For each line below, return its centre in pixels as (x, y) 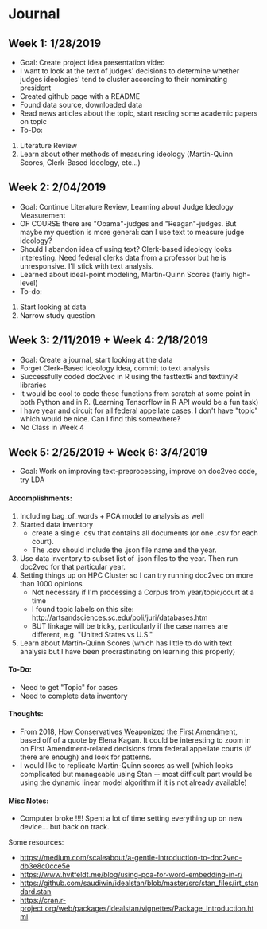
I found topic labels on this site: (83, 609)
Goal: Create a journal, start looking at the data (96, 359)
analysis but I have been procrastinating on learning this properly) (128, 651)
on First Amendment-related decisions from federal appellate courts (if (135, 749)
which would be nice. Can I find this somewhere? (100, 418)
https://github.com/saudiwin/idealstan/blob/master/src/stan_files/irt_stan (139, 883)
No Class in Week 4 (52, 427)
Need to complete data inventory (74, 696)
